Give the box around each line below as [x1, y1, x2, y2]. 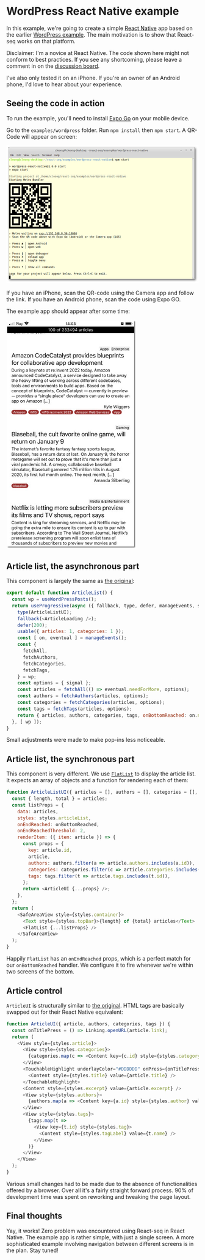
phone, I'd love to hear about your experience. [6, 81, 123, 88]
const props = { [22, 841, 64, 847]
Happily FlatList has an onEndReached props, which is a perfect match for [6, 955, 191, 962]
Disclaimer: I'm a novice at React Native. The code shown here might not [6, 49, 189, 56]
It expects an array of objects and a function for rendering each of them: [6, 777, 189, 784]
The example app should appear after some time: [6, 307, 130, 315]
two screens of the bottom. [6, 968, 74, 975]
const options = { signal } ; [17, 680, 92, 686]
